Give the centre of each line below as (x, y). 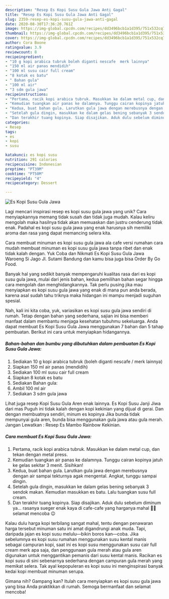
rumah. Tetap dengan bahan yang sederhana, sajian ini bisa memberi (77, 316)
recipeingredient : (24, 57)
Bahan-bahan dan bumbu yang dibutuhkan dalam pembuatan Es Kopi (80, 343)
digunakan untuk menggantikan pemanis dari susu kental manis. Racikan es (84, 556)
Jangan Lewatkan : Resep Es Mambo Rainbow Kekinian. (63, 425)
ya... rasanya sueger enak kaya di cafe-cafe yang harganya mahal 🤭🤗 (84, 508)
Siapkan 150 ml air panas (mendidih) (50, 367)
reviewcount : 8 (21, 52)
